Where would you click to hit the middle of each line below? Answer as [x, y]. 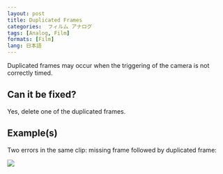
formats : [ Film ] [31, 40]
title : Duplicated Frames [45, 20]
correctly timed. [30, 73]
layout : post [26, 14]
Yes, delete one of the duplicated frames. [67, 111]
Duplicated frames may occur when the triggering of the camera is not [108, 66]
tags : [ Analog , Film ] [39, 33]
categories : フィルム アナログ [50, 26]
